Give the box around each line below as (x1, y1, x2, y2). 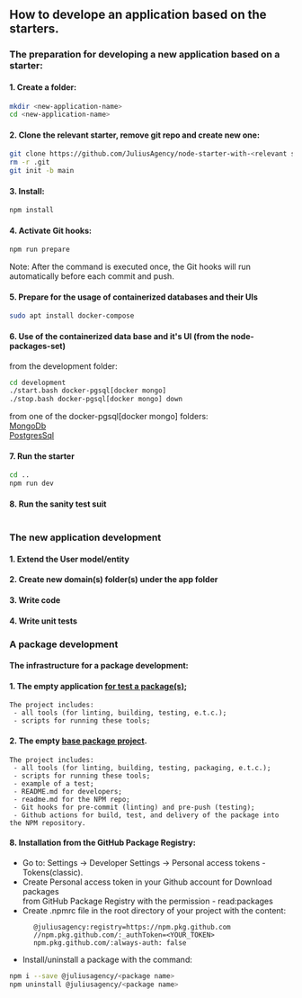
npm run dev (9, 479, 54, 489)
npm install (9, 206, 54, 215)
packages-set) (9, 340, 66, 351)
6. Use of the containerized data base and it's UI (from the (9, 330, 229, 341)
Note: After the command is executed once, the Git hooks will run (9, 261, 252, 273)
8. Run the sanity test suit (9, 499, 107, 509)
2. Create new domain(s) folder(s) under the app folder (9, 574, 218, 585)
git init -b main (9, 166, 75, 175)
